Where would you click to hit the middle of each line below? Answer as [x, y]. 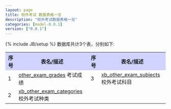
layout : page [19, 10]
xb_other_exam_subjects [131, 75]
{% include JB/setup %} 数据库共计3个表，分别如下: [60, 44]
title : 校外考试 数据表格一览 [34, 15]
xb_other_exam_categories [51, 91]
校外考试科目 [117, 82]
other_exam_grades [42, 75]
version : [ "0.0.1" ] [26, 29]
